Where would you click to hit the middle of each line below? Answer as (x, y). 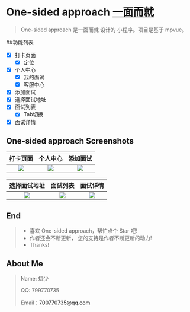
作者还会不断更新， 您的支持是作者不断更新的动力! (91, 238)
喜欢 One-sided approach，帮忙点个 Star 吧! (83, 231)
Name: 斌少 (35, 278)
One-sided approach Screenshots (70, 141)
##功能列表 (20, 42)
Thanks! (39, 245)
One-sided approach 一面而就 (80, 12)
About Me (25, 264)
